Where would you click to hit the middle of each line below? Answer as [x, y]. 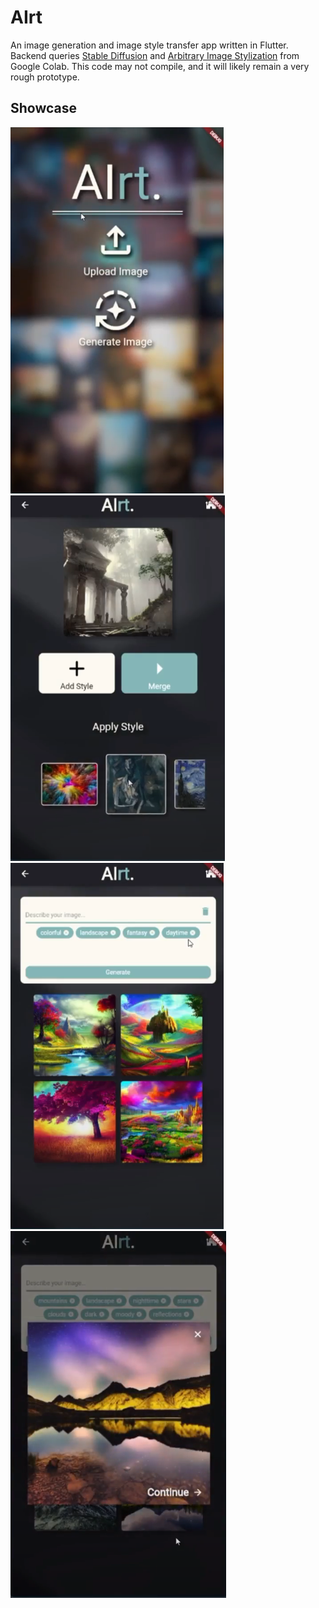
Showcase [44, 108]
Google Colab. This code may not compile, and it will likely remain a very [160, 66]
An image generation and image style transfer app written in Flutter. [149, 45]
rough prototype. [45, 77]
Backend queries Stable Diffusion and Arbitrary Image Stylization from [155, 55]
